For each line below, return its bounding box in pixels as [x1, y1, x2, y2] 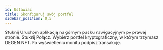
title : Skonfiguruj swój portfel [5, 12, 74, 17]
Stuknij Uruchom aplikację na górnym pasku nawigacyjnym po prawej [5, 30, 147, 35]
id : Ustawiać [5, 7, 32, 12]
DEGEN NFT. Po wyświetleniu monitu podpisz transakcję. [5, 40, 122, 46]
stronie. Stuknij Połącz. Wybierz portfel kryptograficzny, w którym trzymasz [5, 34, 159, 40]
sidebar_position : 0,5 [5, 16, 52, 21]
